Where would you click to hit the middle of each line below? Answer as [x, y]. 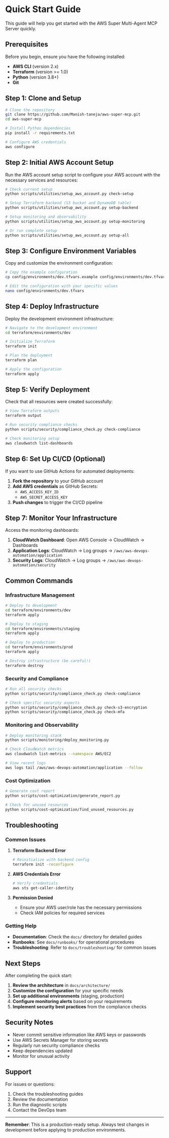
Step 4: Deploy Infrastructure [52, 307]
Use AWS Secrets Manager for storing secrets [60, 1040]
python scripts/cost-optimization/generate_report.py [63, 796]
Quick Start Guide [43, 9]
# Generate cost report [30, 791]
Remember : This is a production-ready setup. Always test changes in [77, 1124]
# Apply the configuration [33, 369]
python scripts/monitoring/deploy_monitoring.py [57, 740]
